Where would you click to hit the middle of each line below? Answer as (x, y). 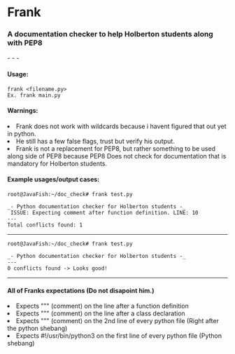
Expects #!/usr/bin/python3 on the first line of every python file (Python (119, 336)
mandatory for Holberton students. (57, 163)
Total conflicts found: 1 (45, 225)
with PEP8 (25, 43)
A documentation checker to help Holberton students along (110, 34)
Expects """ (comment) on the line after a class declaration (101, 313)
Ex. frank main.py (34, 95)
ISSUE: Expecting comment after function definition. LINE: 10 (104, 213)
